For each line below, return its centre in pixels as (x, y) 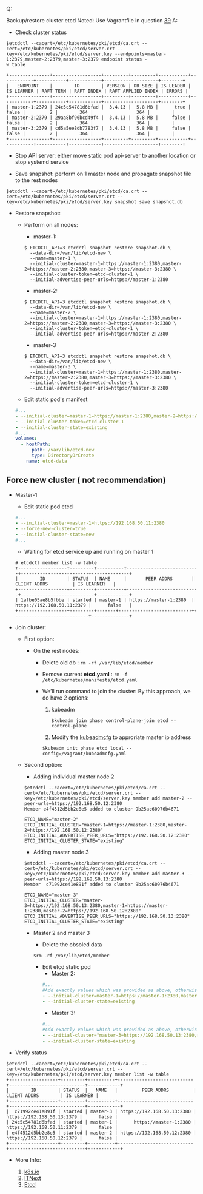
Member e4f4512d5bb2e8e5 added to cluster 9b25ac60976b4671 (101, 809)
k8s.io (32, 1172)
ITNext (32, 1178)
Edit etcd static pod (66, 966)
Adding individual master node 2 (74, 777)
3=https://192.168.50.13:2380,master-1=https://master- (96, 906)
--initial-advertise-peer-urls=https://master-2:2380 (99, 334)
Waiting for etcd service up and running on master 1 (88, 551)
